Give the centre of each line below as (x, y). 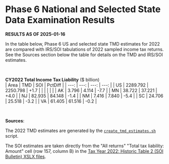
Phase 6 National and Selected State (83, 9)
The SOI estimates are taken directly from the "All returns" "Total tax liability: (84, 146)
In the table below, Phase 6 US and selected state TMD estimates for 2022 (83, 44)
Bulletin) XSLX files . (26, 156)
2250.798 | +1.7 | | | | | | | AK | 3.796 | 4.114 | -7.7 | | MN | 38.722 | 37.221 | (81, 90)
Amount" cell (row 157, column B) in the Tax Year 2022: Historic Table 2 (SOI (84, 151)
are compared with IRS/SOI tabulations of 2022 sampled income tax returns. (84, 49)
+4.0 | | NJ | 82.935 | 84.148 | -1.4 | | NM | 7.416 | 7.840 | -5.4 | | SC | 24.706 (84, 96)
